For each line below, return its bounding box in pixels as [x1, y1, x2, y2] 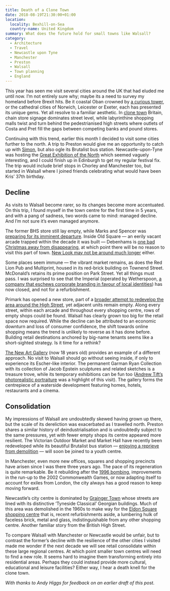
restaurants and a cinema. [5, 387, 60, 393]
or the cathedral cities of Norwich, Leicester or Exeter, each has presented [5, 104, 161, 110]
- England [10, 74, 30, 79]
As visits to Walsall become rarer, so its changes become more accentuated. [5, 202, 165, 208]
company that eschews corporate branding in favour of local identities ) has [5, 281, 162, 287]
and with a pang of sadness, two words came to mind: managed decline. [5, 212, 157, 219]
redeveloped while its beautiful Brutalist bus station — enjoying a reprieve [5, 443, 159, 449]
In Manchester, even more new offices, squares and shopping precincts [5, 458, 155, 464]
